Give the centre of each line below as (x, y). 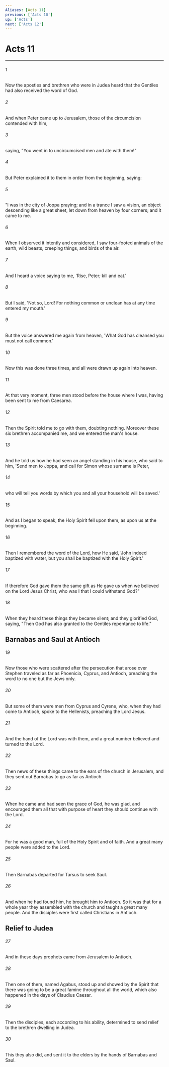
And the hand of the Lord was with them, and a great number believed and (82, 738)
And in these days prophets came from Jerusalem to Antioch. (69, 957)
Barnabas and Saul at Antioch (53, 639)
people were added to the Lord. (38, 847)
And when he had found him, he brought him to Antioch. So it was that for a (83, 902)
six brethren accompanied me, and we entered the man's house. (72, 433)
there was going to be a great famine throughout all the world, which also (81, 990)
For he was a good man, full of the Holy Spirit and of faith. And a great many (84, 842)
